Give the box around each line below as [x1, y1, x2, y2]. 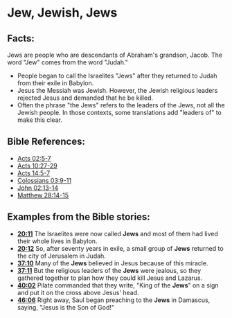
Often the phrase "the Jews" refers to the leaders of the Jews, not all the [17, 101, 225, 109]
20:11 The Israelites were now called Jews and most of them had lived [17, 229, 218, 238]
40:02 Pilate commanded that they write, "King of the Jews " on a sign [17, 281, 220, 289]
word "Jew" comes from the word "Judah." [7, 58, 128, 67]
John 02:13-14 [17, 184, 59, 192]
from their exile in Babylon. [17, 79, 94, 87]
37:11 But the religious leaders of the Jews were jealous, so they [17, 266, 202, 274]
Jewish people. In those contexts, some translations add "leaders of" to [17, 109, 222, 116]
